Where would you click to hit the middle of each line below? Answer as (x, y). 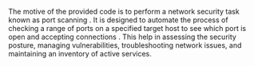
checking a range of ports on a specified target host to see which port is (127, 28)
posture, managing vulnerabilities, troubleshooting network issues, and (125, 45)
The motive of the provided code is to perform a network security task (124, 12)
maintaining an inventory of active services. (80, 54)
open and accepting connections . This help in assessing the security (123, 37)
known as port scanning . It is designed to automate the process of (119, 20)
